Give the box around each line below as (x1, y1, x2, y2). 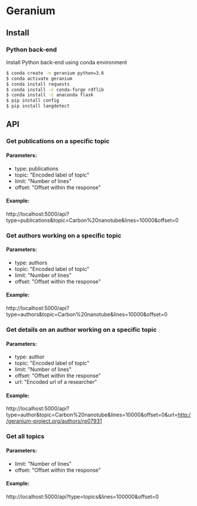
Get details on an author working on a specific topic (6, 325, 157, 334)
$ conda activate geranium (6, 76, 73, 81)
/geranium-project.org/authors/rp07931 (6, 417, 102, 425)
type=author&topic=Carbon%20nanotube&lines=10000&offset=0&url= (6, 412, 178, 419)
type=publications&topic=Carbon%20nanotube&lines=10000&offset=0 (6, 217, 179, 224)
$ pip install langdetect (6, 103, 70, 109)
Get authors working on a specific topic (6, 231, 122, 240)
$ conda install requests (6, 81, 70, 87)
